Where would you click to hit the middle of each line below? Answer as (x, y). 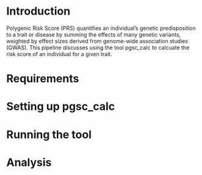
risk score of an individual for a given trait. (60, 54)
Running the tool (49, 134)
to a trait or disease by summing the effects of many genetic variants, (94, 34)
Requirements (43, 79)
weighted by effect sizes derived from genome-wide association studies (97, 41)
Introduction (38, 11)
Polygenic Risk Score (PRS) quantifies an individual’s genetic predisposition (101, 28)
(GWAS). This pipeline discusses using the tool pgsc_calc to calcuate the (98, 48)
